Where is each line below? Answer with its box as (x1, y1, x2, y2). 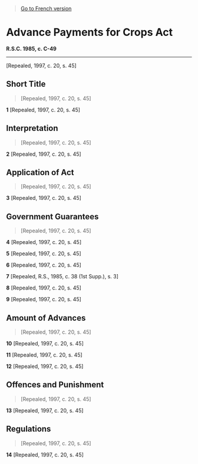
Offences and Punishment (6, 380, 104, 390)
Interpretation (6, 123, 58, 133)
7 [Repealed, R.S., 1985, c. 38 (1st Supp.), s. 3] (6, 273, 119, 280)
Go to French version (20, 5, 72, 12)
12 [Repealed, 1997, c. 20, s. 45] (6, 363, 84, 370)
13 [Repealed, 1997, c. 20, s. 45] (6, 407, 84, 414)
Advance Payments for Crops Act (6, 26, 173, 39)
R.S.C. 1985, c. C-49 (6, 45, 57, 52)
